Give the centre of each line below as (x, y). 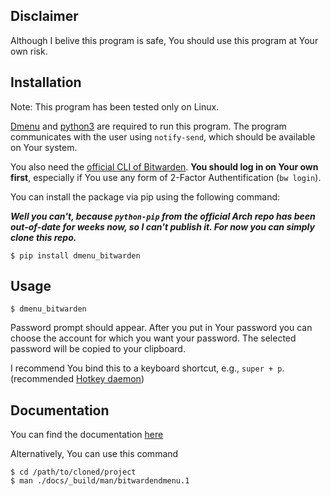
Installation (46, 82)
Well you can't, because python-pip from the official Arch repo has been (163, 216)
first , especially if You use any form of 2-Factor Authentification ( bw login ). (166, 177)
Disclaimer (44, 16)
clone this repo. (43, 237)
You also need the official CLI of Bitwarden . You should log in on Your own (164, 166)
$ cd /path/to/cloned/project (73, 472)
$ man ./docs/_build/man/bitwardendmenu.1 (100, 481)
